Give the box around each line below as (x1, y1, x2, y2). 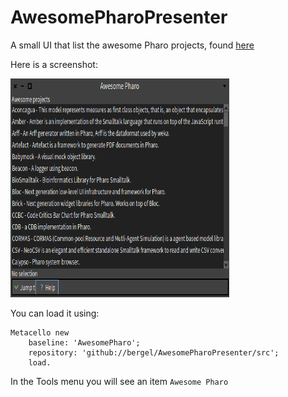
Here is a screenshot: (10, 58, 98, 70)
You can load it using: (10, 307, 100, 319)
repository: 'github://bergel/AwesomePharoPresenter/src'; (28, 347, 280, 358)
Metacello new (10, 327, 70, 338)
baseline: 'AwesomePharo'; (28, 337, 141, 348)
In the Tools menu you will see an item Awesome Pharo (10, 375, 229, 387)
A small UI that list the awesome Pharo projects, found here (10, 39, 255, 51)
